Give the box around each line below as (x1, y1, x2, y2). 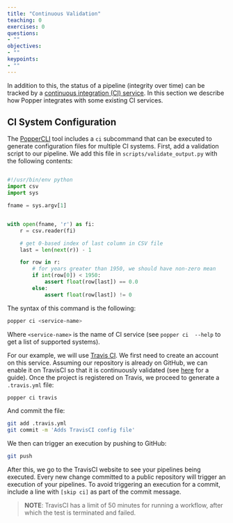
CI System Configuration (7, 116, 117, 128)
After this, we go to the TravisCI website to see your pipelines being (7, 465, 201, 474)
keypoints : (7, 56, 39, 63)
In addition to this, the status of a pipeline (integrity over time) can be (7, 81, 205, 89)
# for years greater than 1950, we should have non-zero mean (32, 266, 216, 273)
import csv (7, 183, 39, 190)
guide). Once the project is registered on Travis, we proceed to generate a (7, 373, 220, 381)
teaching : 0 (7, 17, 42, 24)
